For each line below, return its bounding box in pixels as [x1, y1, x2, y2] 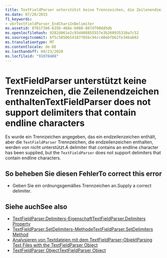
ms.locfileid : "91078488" [5, 53, 59, 59]
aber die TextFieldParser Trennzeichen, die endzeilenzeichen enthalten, [5, 139, 154, 145]
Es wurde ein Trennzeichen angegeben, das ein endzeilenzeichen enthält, [5, 134, 157, 140]
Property [12, 221, 31, 227]
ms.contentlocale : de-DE [5, 44, 57, 49]
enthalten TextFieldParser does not [5, 96, 151, 108]
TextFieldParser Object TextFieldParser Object [12, 247, 106, 253]
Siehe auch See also [5, 202, 68, 211]
